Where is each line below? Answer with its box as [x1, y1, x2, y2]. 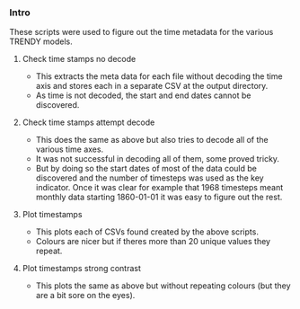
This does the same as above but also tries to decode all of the [35, 135, 269, 146]
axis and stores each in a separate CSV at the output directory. [35, 81, 269, 92]
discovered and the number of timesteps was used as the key [35, 172, 264, 183]
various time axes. [35, 144, 104, 154]
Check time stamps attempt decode [22, 117, 155, 128]
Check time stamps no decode [22, 54, 137, 65]
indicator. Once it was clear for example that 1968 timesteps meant [35, 182, 284, 193]
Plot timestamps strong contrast [22, 263, 142, 274]
